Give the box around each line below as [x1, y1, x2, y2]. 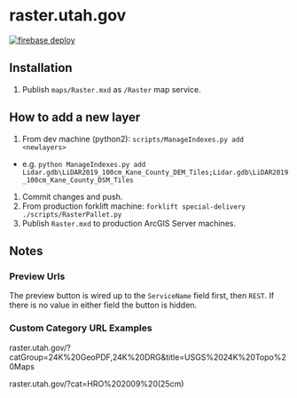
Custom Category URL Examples [9, 322, 152, 334]
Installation [9, 60, 73, 76]
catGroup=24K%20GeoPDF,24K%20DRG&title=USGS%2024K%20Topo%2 [9, 352, 286, 362]
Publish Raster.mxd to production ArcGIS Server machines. [21, 218, 237, 228]
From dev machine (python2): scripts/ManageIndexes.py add [21, 133, 244, 144]
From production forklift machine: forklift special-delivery [21, 201, 246, 211]
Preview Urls [9, 270, 66, 283]
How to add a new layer [9, 110, 141, 125]
